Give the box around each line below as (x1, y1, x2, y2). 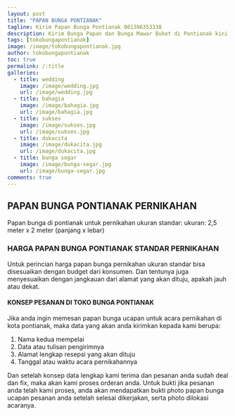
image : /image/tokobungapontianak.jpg (7, 43, 121, 50)
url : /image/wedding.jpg (20, 89, 93, 96)
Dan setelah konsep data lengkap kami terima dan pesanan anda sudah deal (7, 371, 229, 379)
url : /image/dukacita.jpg (20, 148, 96, 155)
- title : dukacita (13, 134, 68, 141)
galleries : (7, 69, 39, 76)
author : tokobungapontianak (7, 50, 90, 57)
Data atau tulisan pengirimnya (17, 342, 104, 351)
